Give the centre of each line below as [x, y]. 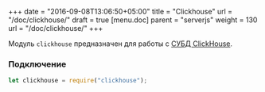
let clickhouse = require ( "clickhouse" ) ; [78, 81]
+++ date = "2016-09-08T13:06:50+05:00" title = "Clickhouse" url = [121, 11]
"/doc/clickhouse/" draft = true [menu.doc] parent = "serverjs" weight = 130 [133, 20]
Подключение [37, 64]
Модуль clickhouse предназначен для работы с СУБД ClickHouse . [121, 44]
